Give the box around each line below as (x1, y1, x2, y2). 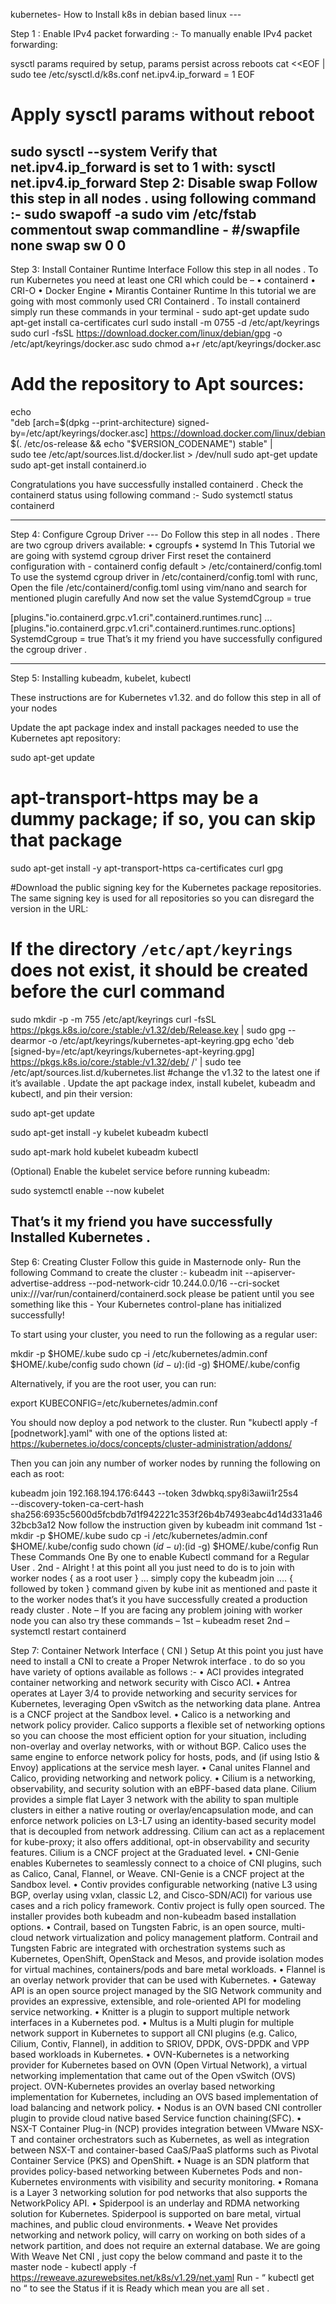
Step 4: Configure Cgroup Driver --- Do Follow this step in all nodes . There (10, 528, 321, 540)
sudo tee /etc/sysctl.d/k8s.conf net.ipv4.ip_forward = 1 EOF (10, 69, 255, 80)
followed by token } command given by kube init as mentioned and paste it (10, 1582, 318, 1594)
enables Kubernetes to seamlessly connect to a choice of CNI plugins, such (10, 1857, 322, 1869)
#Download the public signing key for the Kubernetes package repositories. (10, 881, 322, 893)
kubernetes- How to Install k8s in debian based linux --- (10, 9, 242, 20)
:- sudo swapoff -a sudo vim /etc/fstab (10, 205, 257, 223)
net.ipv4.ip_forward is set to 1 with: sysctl (10, 159, 276, 176)
